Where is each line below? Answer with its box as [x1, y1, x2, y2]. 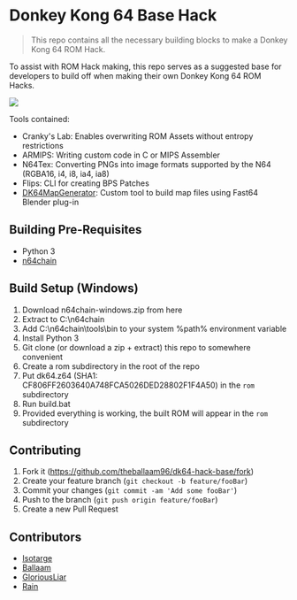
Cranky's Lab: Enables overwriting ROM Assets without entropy [21, 130, 254, 142]
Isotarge [21, 553, 53, 564]
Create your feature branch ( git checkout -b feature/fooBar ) [21, 475, 248, 487]
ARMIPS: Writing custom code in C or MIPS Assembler [21, 150, 221, 160]
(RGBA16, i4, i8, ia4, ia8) [21, 168, 110, 179]
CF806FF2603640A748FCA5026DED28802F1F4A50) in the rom [21, 380, 255, 390]
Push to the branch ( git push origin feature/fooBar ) [21, 495, 218, 505]
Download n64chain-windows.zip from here [21, 304, 183, 315]
